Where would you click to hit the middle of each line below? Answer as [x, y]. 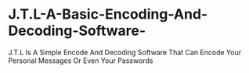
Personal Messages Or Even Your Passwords [81, 61]
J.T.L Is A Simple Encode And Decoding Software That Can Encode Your [125, 52]
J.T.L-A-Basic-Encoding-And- [108, 14]
